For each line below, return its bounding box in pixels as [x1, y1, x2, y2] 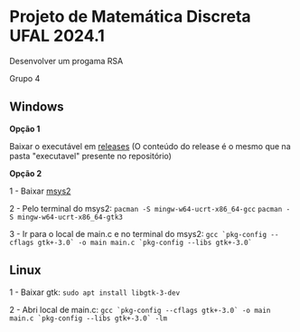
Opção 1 [9, 123, 41, 134]
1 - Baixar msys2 [9, 185, 71, 196]
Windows [9, 100, 64, 115]
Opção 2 [9, 167, 42, 178]
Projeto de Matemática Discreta [9, 6, 251, 27]
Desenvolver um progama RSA [9, 55, 124, 66]
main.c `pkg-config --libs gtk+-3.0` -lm [9, 314, 168, 323]
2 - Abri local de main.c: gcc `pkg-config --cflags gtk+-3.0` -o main [9, 304, 271, 315]
